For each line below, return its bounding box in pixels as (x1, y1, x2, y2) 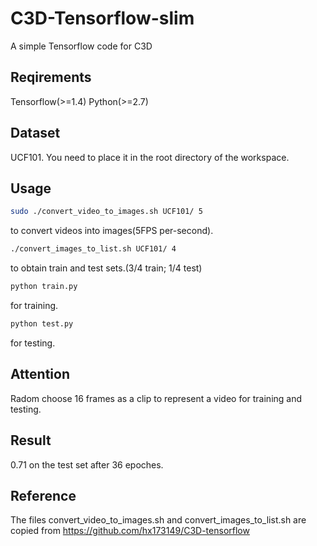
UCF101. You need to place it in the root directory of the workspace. (10, 151, 290, 163)
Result (10, 432, 52, 449)
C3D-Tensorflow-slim (10, 7, 195, 30)
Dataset (10, 125, 61, 142)
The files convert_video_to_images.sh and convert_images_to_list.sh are (10, 514, 307, 526)
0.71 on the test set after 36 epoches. (10, 458, 164, 471)
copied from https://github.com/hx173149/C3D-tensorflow (10, 525, 250, 537)
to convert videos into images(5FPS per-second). (10, 225, 214, 237)
